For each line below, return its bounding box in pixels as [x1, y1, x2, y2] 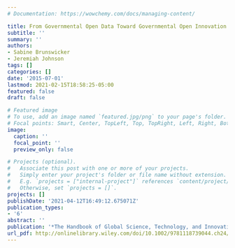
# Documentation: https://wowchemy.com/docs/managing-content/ [7, 10, 196, 17]
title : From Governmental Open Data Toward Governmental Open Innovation [7, 22, 227, 30]
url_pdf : [7, 230, 33, 237]
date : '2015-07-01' [7, 75, 64, 82]
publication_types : [7, 204, 64, 211]
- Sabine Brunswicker [7, 49, 71, 56]
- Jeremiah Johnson [7, 55, 64, 63]
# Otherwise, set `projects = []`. [7, 184, 117, 191]
